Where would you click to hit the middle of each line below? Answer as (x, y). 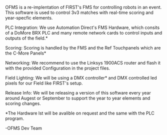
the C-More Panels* (26, 53)
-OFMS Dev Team (24, 128)
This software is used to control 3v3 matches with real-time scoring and (79, 12)
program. (15, 118)
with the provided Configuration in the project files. (58, 68)
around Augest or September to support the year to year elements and (78, 98)
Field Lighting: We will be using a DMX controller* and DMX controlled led (81, 78)
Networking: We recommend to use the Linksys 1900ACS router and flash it (83, 63)
